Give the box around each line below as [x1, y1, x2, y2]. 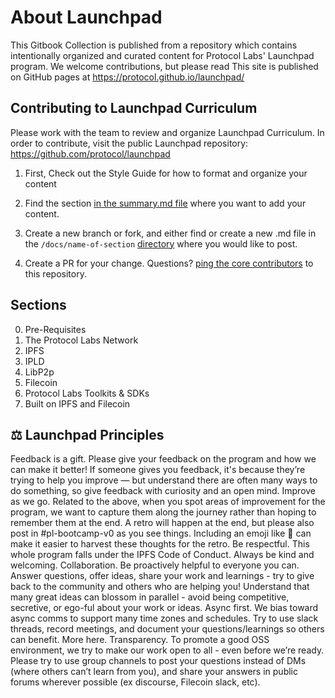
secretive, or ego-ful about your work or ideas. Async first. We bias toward [10, 602, 319, 614]
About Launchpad [10, 6, 163, 29]
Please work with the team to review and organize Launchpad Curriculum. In [10, 126, 325, 138]
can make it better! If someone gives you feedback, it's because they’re [10, 464, 306, 476]
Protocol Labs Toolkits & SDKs [24, 387, 150, 399]
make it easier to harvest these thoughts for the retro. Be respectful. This [10, 538, 310, 550]
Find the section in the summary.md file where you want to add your [24, 197, 307, 209]
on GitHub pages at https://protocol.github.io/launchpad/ [10, 71, 245, 83]
